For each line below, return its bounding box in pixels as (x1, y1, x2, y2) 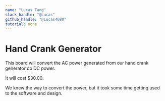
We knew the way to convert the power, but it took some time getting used (5, 85, 160, 91)
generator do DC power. (5, 65, 56, 71)
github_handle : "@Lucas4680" (5, 17, 67, 22)
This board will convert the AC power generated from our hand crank (5, 60, 149, 66)
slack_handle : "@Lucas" (5, 12, 56, 17)
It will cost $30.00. (5, 75, 44, 81)
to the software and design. (5, 90, 63, 96)
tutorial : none (5, 21, 37, 27)
